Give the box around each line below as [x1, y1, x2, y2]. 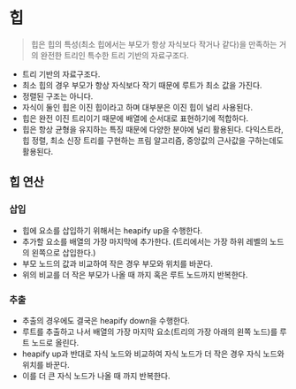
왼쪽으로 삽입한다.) [31, 247, 96, 257]
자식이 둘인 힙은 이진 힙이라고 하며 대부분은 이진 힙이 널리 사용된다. [21, 102, 254, 112]
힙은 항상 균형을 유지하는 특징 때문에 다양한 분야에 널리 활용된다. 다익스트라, [21, 124, 285, 134]
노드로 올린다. [31, 337, 80, 347]
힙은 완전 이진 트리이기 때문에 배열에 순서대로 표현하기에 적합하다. [21, 112, 249, 124]
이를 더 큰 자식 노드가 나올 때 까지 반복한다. [21, 370, 171, 381]
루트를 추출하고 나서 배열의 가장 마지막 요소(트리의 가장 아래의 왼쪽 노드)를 [21, 326, 278, 337]
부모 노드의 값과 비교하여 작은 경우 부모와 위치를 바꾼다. [21, 258, 214, 269]
